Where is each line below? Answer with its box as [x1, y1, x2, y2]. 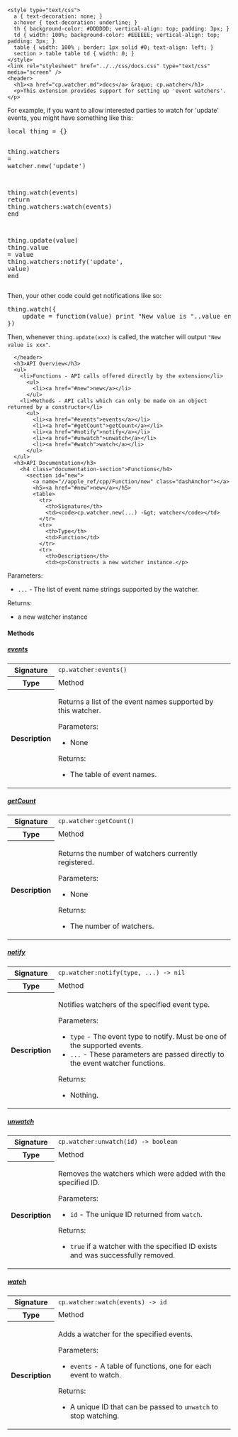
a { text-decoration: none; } [13, 13, 103, 20]
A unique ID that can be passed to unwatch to [69, 1402, 218, 1411]
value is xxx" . [7, 341, 51, 348]
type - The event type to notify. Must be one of [69, 1032, 227, 1041]
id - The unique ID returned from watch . [69, 1210, 203, 1220]
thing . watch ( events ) [7, 189, 79, 197]
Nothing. [69, 1090, 99, 1100]
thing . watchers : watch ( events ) [7, 203, 113, 211]
